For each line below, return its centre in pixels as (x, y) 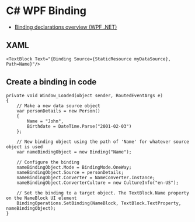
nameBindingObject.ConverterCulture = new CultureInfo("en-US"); (98, 183)
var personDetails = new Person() (58, 111)
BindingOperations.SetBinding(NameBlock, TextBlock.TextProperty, (99, 203)
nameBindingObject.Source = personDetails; (70, 172)
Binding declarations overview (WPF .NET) (66, 27)
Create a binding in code (51, 82)
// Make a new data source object (58, 106)
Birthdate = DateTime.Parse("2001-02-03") (79, 126)
